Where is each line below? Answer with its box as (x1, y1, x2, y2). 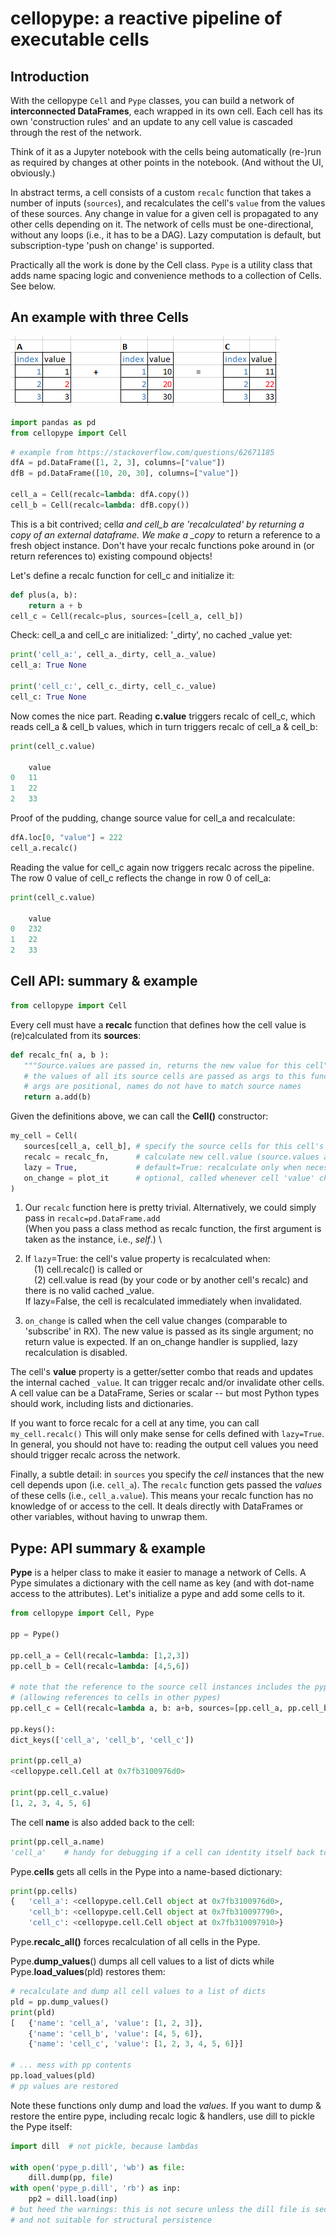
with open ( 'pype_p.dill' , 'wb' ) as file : (10, 2162, 186, 2172)
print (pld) (10, 2007, 56, 2017)
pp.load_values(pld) (10, 2071, 97, 2081)
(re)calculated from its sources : (10, 1029, 142, 1041)
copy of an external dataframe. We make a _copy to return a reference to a (10, 528, 321, 541)
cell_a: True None (10, 660, 87, 671)
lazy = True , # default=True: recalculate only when (23, 1162, 302, 1172)
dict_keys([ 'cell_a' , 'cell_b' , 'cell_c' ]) (10, 1735, 195, 1745)
